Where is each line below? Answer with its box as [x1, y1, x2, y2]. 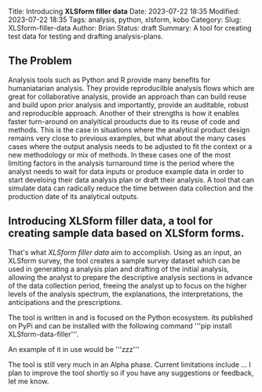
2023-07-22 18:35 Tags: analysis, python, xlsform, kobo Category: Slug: [8, 15, 242, 24]
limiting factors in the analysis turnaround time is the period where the [8, 158, 235, 168]
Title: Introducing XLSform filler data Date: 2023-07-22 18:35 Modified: [8, 7, 241, 16]
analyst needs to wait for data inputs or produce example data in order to [8, 166, 245, 176]
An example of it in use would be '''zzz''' [8, 344, 140, 354]
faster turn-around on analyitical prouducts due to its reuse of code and [8, 117, 241, 126]
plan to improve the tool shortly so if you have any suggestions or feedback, [8, 368, 254, 377]
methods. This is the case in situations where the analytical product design [8, 125, 250, 134]
